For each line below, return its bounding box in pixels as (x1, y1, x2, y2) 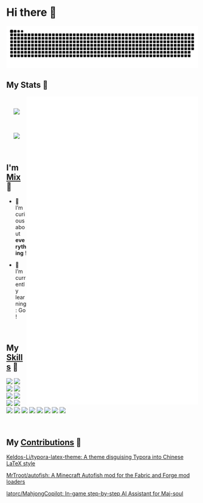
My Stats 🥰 (6, 80, 49, 90)
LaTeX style (6, 460, 35, 467)
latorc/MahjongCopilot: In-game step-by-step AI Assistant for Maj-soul (6, 490, 184, 497)
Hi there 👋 (6, 5, 57, 20)
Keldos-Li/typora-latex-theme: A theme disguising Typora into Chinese (6, 453, 184, 460)
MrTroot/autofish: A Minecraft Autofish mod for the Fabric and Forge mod (6, 471, 190, 479)
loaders (6, 478, 26, 485)
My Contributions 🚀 (6, 437, 82, 448)
